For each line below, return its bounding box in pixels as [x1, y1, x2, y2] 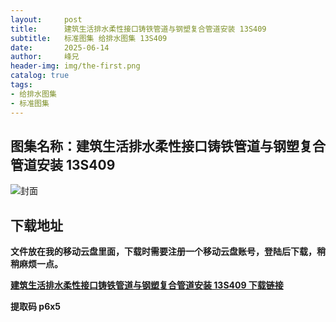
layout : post [10, 14, 83, 25]
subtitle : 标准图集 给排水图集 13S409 [10, 33, 168, 43]
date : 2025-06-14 [10, 42, 110, 53]
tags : [10, 80, 33, 90]
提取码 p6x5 [10, 301, 62, 313]
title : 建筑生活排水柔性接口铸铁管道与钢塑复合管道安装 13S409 [10, 24, 267, 34]
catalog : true [10, 71, 70, 81]
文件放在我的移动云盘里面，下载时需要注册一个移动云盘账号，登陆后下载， [10, 246, 317, 258]
